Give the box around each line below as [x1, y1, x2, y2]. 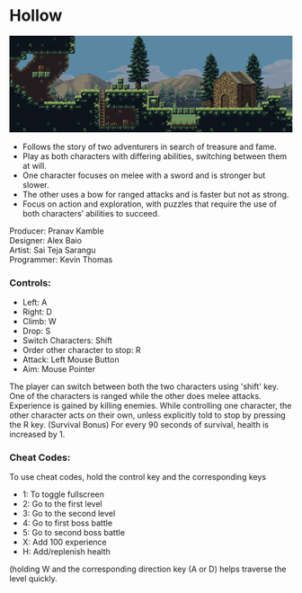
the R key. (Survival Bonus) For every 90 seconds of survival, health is [9, 420, 270, 429]
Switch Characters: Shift [22, 335, 112, 346]
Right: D [22, 306, 52, 317]
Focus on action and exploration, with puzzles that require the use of [22, 199, 277, 209]
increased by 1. [9, 429, 66, 439]
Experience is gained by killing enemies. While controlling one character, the [9, 401, 292, 411]
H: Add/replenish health [22, 546, 111, 557]
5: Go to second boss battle [22, 527, 126, 538]
